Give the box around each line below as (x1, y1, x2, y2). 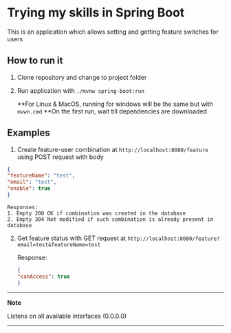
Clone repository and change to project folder (16, 73, 147, 81)
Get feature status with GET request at (16, 234, 126, 242)
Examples (7, 127, 50, 139)
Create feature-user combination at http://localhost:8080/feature (16, 145, 208, 153)
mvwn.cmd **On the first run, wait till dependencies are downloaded (16, 107, 208, 115)
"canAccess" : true (16, 273, 70, 280)
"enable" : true (7, 185, 51, 192)
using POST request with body (16, 153, 104, 161)
